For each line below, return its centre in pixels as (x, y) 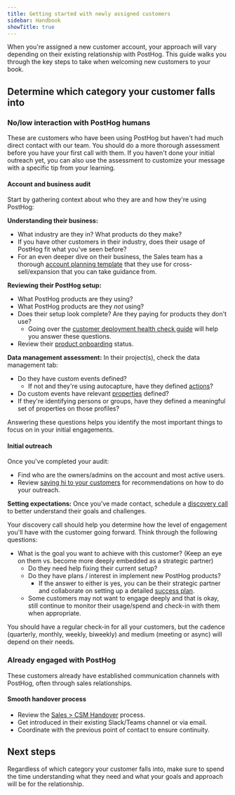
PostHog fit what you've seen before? (72, 249)
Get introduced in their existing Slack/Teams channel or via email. (112, 722)
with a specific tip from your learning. (61, 168)
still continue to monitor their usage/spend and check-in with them (124, 606)
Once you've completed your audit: (58, 461)
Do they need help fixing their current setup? (93, 568)
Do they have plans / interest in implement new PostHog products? (124, 576)
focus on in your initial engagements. (61, 430)
